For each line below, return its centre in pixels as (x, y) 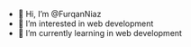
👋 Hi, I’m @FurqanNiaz (59, 14)
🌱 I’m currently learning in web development (100, 33)
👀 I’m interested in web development (86, 23)
